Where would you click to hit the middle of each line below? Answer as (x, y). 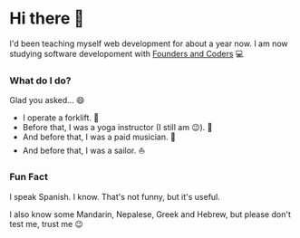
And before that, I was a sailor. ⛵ (84, 151)
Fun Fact (29, 177)
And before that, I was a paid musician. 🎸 (99, 137)
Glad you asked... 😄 (47, 100)
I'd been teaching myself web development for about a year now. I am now (149, 43)
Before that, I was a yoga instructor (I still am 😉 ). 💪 (117, 128)
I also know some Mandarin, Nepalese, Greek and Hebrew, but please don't (150, 214)
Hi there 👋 (47, 19)
